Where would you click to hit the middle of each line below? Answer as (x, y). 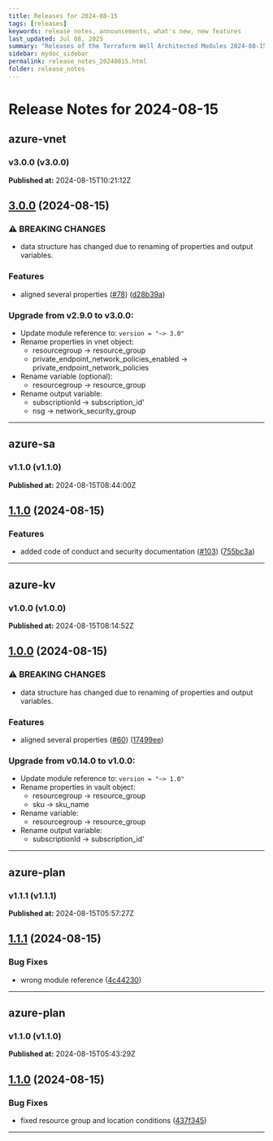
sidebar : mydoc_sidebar (49, 54)
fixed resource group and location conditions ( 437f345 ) (113, 1120)
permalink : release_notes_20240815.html (78, 62)
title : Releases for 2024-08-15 (63, 16)
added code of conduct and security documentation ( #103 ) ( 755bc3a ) (137, 551)
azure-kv (32, 584)
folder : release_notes (47, 69)
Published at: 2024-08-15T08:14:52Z (71, 625)
